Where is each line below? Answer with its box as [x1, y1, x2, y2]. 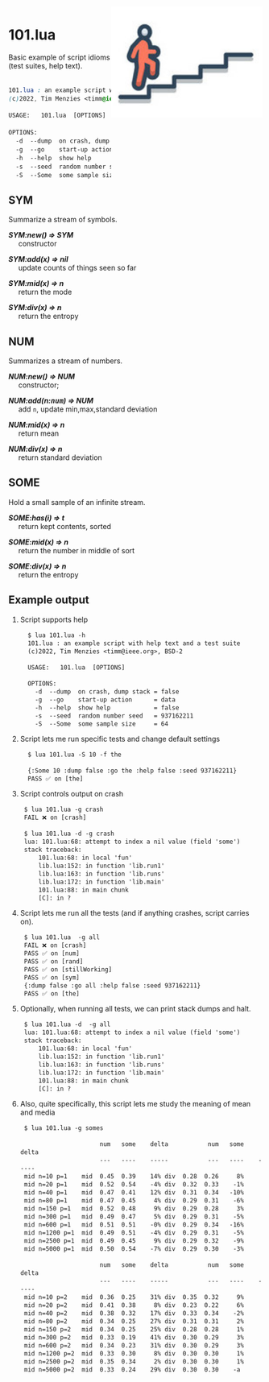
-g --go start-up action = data [35, 695, 176, 704]
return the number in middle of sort [18, 545, 135, 555]
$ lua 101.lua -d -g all [23, 1020, 111, 1028]
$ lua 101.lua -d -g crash [23, 830, 114, 838]
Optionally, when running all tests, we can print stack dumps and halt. [19, 1003, 251, 1013]
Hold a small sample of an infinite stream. [8, 497, 146, 507]
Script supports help [19, 614, 89, 624]
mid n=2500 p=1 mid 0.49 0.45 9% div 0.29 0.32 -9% [23, 1236, 244, 1245]
